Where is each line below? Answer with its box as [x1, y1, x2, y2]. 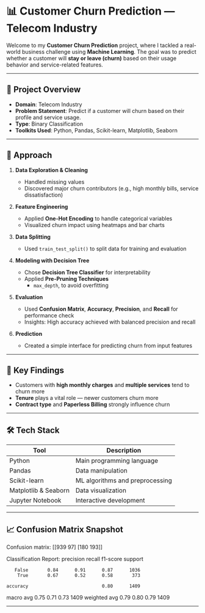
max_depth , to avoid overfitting [33, 281, 109, 289]
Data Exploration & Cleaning [15, 166, 88, 173]
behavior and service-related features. [6, 61, 104, 68]
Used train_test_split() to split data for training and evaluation [24, 245, 187, 252]
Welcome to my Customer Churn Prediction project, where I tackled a [6, 42, 184, 49]
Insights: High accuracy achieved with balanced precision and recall [24, 318, 196, 325]
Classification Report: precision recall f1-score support [6, 556, 143, 562]
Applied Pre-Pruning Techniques [24, 275, 109, 282]
